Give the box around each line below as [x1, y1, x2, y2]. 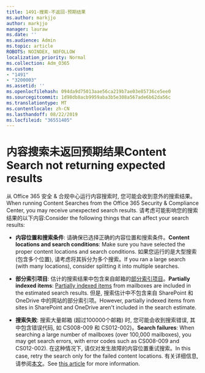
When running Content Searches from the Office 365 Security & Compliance [6, 199, 199, 207]
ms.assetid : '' [6, 83, 45, 89]
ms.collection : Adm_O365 [6, 60, 70, 66]
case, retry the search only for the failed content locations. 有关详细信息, [15, 352, 199, 360]
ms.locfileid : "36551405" [6, 117, 72, 123]
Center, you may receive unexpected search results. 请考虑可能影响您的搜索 [6, 207, 198, 214]
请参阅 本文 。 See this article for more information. [15, 360, 140, 367]
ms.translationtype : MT [6, 100, 67, 106]
